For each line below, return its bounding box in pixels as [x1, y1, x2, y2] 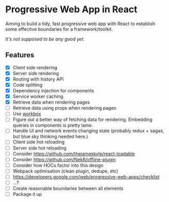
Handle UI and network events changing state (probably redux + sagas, [12, 128, 164, 134]
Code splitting [12, 82, 43, 88]
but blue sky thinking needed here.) [12, 133, 88, 139]
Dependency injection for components [12, 88, 94, 93]
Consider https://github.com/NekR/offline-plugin [12, 156, 116, 163]
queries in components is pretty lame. [12, 122, 93, 129]
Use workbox [12, 111, 41, 117]
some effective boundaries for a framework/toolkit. [5, 26, 113, 32]
